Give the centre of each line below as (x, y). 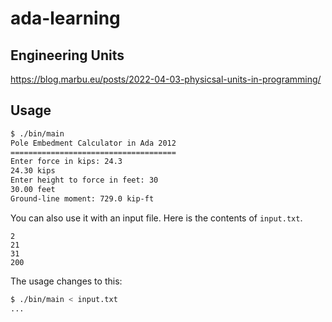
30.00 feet (33, 190)
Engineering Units (67, 55)
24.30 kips (33, 171)
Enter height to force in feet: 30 (84, 180)
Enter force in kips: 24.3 (66, 162)
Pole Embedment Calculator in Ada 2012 (93, 143)
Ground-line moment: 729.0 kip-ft (82, 198)
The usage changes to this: (66, 281)
